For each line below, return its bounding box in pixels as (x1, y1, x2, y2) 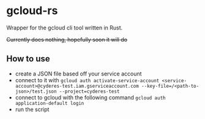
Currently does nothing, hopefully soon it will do (6, 36, 127, 43)
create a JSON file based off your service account (15, 70, 142, 77)
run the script (15, 106, 50, 113)
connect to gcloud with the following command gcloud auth (15, 93, 166, 101)
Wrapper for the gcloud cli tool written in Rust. (6, 24, 123, 31)
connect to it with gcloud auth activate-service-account (15, 76, 160, 83)
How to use (6, 53, 50, 64)
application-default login (15, 100, 84, 106)
